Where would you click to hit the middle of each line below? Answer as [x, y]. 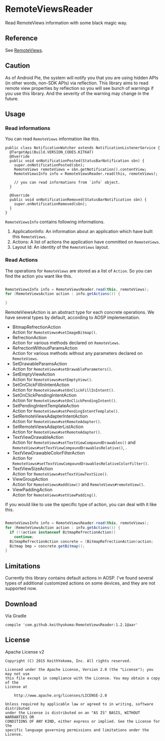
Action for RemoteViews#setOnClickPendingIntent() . [64, 400]
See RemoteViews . [24, 50]
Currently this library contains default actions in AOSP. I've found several [79, 578]
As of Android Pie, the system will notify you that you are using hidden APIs [82, 78]
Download [21, 604]
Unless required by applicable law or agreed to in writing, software [79, 704]
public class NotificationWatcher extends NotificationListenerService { [83, 148]
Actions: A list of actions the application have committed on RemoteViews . [86, 242]
